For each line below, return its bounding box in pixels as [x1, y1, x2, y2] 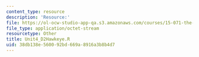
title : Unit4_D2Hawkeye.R [6, 36, 70, 42]
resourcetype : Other [6, 31, 57, 37]
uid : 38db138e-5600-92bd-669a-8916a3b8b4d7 [6, 42, 115, 48]
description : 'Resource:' [6, 14, 70, 20]
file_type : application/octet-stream [6, 25, 99, 31]
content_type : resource [6, 8, 65, 15]
